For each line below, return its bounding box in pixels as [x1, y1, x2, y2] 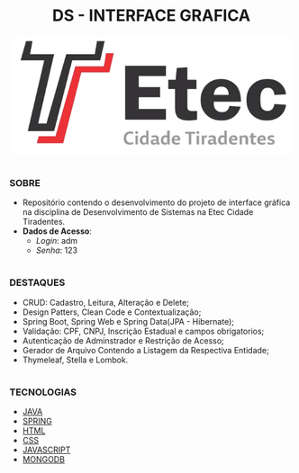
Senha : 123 [35, 245, 78, 256]
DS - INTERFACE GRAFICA [52, 5, 250, 26]
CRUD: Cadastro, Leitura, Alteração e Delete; [22, 297, 189, 308]
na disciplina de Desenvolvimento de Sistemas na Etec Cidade [22, 207, 254, 218]
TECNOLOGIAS [9, 386, 77, 398]
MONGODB [22, 454, 66, 465]
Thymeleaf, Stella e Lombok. [22, 354, 129, 365]
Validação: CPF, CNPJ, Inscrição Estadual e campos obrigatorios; [22, 326, 265, 336]
